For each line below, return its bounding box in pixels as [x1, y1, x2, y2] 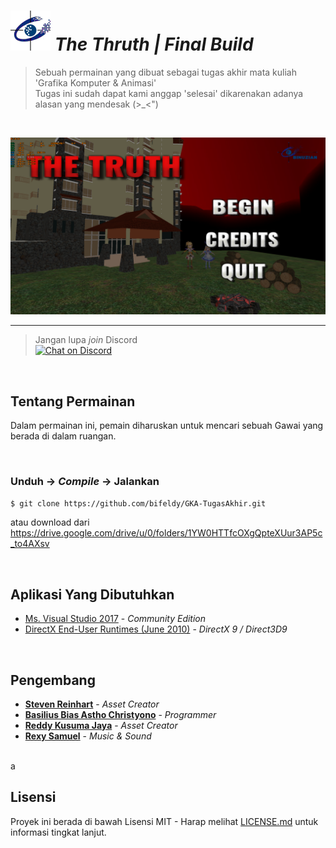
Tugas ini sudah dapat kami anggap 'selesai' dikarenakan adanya [34, 87, 304, 99]
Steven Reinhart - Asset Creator [24, 698, 160, 710]
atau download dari [10, 516, 90, 529]
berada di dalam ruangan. [10, 430, 117, 442]
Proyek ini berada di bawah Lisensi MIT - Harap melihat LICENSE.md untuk [10, 815, 319, 827]
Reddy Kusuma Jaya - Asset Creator [24, 720, 178, 732]
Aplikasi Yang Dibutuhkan [10, 586, 175, 603]
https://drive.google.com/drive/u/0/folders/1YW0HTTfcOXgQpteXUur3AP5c [10, 527, 323, 539]
